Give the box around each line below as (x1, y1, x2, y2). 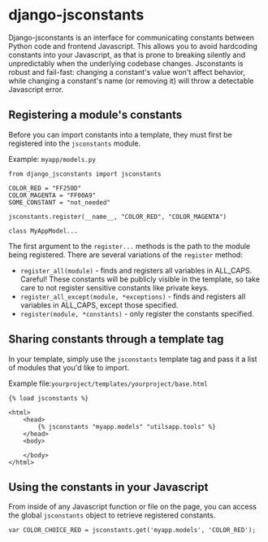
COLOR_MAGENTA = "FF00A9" (8, 191, 96, 199)
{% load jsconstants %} (8, 394, 89, 402)
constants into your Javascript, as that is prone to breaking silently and (8, 50, 246, 59)
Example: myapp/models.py (8, 154, 96, 164)
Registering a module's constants (8, 108, 183, 122)
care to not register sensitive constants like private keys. (19, 282, 210, 292)
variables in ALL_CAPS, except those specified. (19, 299, 179, 310)
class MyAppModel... (8, 226, 79, 235)
